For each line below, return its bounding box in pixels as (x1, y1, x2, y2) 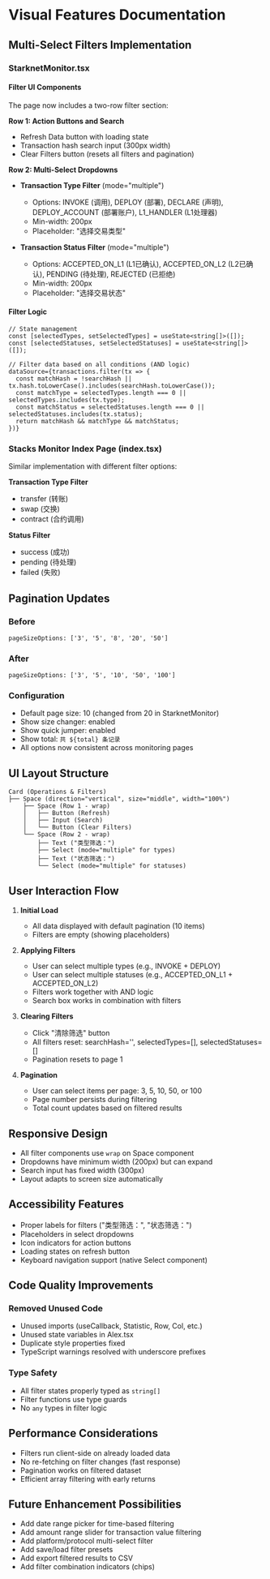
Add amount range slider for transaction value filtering (19, 1527, 202, 1538)
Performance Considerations (8, 1427, 158, 1440)
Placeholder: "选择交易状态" (32, 288, 126, 298)
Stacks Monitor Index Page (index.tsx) (8, 443, 162, 454)
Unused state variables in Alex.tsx (19, 1330, 134, 1340)
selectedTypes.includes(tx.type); (8, 396, 126, 404)
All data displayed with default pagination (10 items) (32, 921, 205, 931)
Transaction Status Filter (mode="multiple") (19, 242, 169, 252)
